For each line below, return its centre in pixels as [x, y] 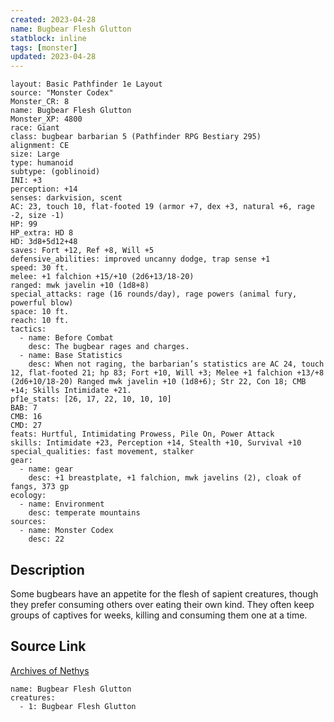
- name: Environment [62, 504]
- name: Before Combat [66, 338]
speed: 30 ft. [40, 268]
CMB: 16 [26, 417]
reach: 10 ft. [40, 321]
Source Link [48, 646]
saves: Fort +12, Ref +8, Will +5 [82, 251]
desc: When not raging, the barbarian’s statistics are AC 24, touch [176, 364]
